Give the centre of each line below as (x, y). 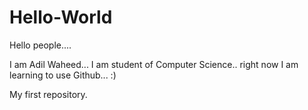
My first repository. (48, 94)
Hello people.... (40, 45)
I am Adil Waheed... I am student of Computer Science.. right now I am (154, 64)
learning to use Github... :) (63, 75)
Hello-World (61, 17)
